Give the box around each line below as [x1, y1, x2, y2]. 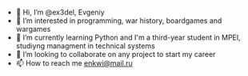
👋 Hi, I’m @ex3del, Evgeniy [15, 8, 106, 17]
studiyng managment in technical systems [15, 41, 156, 51]
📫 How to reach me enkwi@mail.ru [15, 59, 134, 67]
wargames [15, 25, 51, 33]
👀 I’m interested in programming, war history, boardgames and [15, 16, 222, 25]
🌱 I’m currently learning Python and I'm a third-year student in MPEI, [15, 32, 242, 42]
